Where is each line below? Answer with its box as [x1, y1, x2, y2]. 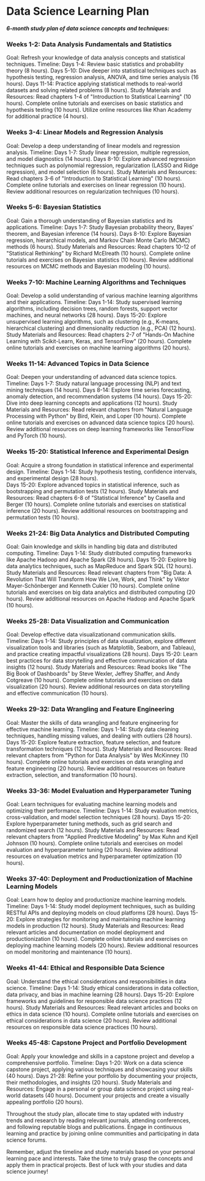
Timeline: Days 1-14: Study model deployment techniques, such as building [6, 903, 196, 910]
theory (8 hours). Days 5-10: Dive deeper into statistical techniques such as [6, 67, 197, 74]
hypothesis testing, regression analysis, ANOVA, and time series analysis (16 [6, 74, 199, 81]
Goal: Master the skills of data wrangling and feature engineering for [6, 719, 179, 726]
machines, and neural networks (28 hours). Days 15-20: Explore [6, 311, 167, 319]
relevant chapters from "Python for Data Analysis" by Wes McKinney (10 [6, 751, 188, 759]
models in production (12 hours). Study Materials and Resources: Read [6, 922, 184, 930]
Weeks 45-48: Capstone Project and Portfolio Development [6, 1039, 187, 1047]
